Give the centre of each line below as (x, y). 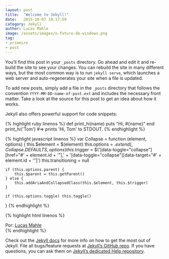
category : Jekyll (24, 24)
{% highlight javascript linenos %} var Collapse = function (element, (76, 139)
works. (12, 104)
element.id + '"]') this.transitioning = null (47, 160)
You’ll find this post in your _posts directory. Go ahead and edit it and (77, 62)
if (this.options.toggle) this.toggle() (49, 196)
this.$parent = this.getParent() (50, 174)
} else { (14, 178)
